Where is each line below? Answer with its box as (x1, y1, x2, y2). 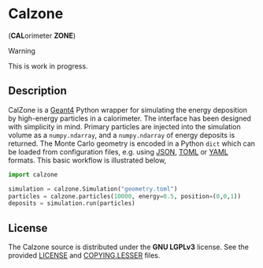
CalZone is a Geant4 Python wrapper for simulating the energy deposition (8, 105, 248, 114)
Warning (8, 46, 35, 55)
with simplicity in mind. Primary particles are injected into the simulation (8, 121, 242, 131)
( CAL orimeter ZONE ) (8, 31, 76, 40)
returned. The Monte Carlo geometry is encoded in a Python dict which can (8, 139, 256, 148)
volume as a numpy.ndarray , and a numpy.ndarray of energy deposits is (8, 130, 235, 140)
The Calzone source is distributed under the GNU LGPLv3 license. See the (8, 242, 250, 252)
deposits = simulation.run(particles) (8, 199, 135, 207)
